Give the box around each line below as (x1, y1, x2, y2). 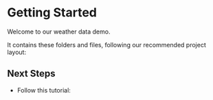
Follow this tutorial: (16, 86, 71, 94)
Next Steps (7, 68, 56, 79)
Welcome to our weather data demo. (7, 27, 111, 36)
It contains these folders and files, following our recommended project (7, 40, 206, 49)
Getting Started (7, 5, 98, 21)
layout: (7, 48, 26, 56)
